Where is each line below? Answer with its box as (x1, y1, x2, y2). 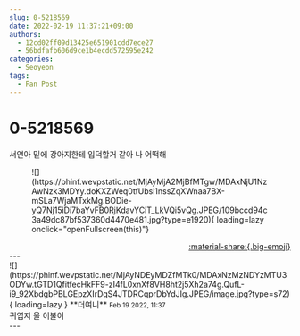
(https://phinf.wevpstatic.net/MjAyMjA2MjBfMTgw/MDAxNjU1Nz (31, 176, 268, 187)
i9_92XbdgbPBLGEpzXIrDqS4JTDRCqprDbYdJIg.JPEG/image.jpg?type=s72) (9, 288, 290, 299)
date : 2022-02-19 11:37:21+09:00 (9, 21, 134, 30)
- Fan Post (17, 80, 58, 88)
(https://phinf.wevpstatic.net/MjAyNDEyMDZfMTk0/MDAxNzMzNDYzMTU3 (9, 269, 287, 280)
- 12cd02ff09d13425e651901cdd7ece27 (17, 38, 154, 47)
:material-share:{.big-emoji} (188, 240, 291, 251)
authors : (9, 29, 42, 38)
